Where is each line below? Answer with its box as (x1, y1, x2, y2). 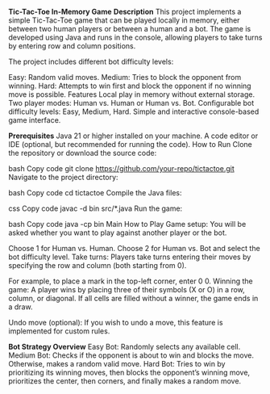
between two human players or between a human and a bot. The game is (8, 24, 251, 33)
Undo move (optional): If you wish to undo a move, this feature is (8, 318, 223, 327)
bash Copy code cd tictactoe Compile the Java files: (8, 188, 182, 197)
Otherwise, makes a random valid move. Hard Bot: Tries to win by (8, 359, 226, 368)
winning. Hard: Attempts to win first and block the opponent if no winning (8, 81, 251, 90)
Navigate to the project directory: (8, 173, 118, 182)
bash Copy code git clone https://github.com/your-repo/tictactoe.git (8, 164, 235, 173)
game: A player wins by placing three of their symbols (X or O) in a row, (8, 285, 246, 294)
